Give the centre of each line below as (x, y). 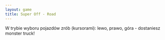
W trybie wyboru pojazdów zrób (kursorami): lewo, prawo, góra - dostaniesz (83, 28)
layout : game (18, 10)
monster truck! (20, 33)
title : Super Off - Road (31, 14)
